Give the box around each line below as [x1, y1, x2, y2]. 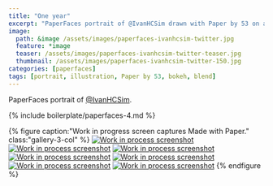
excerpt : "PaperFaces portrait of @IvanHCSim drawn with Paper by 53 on [8, 19, 260, 28]
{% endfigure [216, 160, 262, 171]
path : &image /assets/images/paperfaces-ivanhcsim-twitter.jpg [15, 34, 234, 43]
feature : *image [15, 42, 71, 50]
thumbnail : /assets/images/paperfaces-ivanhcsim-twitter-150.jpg [15, 58, 242, 66]
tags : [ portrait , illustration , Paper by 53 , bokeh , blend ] [8, 72, 217, 80]
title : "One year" [8, 11, 71, 20]
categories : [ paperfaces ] [8, 65, 96, 73]
